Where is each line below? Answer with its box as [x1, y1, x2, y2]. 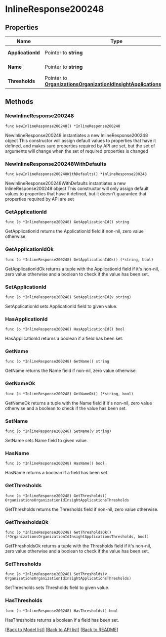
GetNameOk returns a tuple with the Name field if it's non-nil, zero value [5, 400, 152, 406]
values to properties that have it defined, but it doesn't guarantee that [5, 190, 147, 196]
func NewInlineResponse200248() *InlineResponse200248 [5, 124, 121, 129]
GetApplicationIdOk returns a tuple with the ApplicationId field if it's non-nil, [5, 266, 160, 272]
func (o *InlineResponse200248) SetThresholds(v [5, 572, 107, 577]
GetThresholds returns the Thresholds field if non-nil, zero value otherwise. [5, 506, 159, 512]
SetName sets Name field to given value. [5, 438, 88, 444]
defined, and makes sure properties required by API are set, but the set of [5, 142, 156, 149]
